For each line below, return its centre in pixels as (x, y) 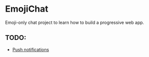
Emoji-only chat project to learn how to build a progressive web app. (75, 22)
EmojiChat (27, 9)
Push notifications (31, 49)
